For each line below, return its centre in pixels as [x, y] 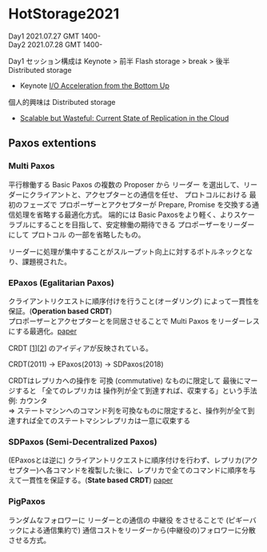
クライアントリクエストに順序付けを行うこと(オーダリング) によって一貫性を [134, 301]
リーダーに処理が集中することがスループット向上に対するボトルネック [124, 251]
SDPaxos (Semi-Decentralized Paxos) [83, 442]
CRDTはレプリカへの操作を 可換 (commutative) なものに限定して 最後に [126, 380]
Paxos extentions [52, 144]
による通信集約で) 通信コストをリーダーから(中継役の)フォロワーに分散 [139, 530]
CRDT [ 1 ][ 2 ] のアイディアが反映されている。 [81, 348]
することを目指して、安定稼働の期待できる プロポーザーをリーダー [145, 224]
